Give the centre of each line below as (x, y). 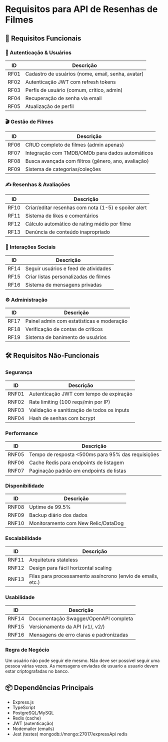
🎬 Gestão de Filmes (29, 121)
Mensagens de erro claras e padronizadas (79, 634)
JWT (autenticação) (33, 723)
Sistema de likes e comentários (62, 216)
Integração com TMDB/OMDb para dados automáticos (89, 153)
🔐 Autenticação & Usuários (38, 52)
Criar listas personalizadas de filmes (68, 276)
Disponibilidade (24, 485)
